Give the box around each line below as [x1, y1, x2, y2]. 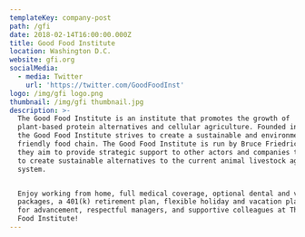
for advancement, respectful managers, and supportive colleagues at [17, 205, 286, 215]
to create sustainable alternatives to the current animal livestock [17, 156, 286, 166]
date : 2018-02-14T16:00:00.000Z [9, 30, 132, 39]
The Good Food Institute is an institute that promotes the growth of [17, 114, 290, 123]
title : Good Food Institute [9, 38, 116, 48]
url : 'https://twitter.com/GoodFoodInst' [25, 81, 184, 90]
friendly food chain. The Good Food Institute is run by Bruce [17, 139, 261, 148]
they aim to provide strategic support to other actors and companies [17, 147, 290, 156]
